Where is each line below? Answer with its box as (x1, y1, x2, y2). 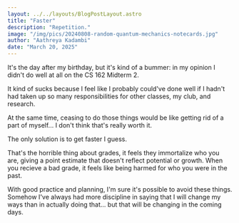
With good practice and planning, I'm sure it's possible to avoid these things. (7, 185, 233, 193)
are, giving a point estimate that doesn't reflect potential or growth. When (7, 156, 223, 165)
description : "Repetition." (7, 24, 91, 31)
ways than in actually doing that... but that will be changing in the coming (7, 200, 223, 209)
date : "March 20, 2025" (7, 43, 78, 51)
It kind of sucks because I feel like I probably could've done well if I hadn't (7, 85, 225, 93)
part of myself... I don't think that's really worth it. (7, 121, 152, 129)
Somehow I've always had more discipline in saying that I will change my (7, 193, 221, 201)
